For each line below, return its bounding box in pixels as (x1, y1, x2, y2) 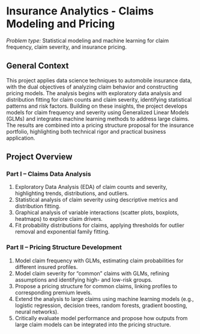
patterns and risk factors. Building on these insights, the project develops (6, 102, 187, 110)
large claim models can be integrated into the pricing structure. (14, 321, 171, 328)
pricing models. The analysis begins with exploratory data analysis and (6, 89, 182, 97)
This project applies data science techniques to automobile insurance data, (6, 76, 192, 84)
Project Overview (6, 152, 73, 162)
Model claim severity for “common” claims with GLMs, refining (14, 270, 170, 277)
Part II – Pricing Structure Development (6, 243, 122, 252)
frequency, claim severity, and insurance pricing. (6, 43, 127, 51)
